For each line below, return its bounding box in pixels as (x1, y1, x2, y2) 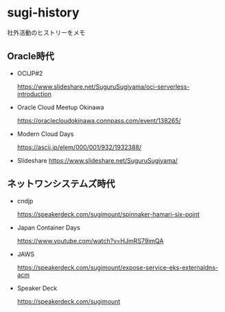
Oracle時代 (7, 50, 55, 63)
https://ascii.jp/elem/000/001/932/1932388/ (16, 143, 142, 151)
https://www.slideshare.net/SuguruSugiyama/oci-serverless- (16, 82, 190, 91)
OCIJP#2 (16, 69, 43, 77)
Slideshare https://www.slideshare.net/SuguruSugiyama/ (16, 156, 178, 164)
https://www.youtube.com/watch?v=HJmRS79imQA (16, 236, 164, 245)
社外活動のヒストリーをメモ (7, 28, 86, 36)
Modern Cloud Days (16, 129, 74, 138)
